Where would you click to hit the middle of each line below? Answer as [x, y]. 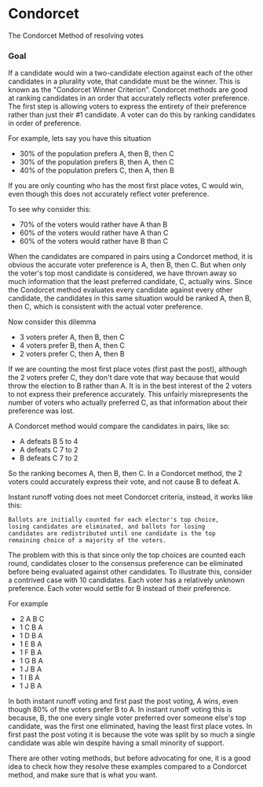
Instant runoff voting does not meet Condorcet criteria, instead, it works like [131, 497]
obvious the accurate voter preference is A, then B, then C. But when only [127, 265]
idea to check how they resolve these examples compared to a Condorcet [128, 767]
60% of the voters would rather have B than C [94, 242]
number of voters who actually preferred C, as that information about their [128, 403]
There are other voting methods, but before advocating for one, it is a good [130, 758]
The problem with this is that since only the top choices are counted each [127, 555]
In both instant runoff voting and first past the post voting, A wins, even [123, 701]
